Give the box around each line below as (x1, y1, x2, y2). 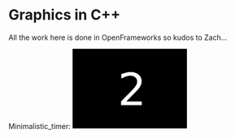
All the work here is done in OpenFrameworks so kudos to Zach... (8, 32, 228, 42)
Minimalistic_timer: (8, 121, 72, 131)
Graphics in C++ (8, 6, 121, 24)
